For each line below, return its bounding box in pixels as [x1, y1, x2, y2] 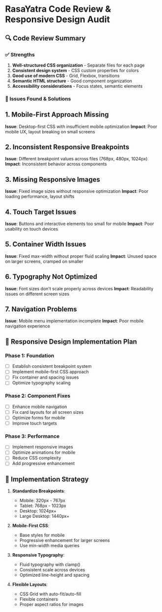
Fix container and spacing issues [12, 374, 80, 381]
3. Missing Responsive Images [5, 175, 101, 183]
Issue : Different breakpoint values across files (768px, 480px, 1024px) [5, 156, 148, 162]
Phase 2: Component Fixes [5, 392, 71, 399]
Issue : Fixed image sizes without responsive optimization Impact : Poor [5, 188, 149, 194]
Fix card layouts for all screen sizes [12, 409, 84, 415]
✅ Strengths [5, 51, 35, 58]
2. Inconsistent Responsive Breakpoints [5, 143, 130, 151]
